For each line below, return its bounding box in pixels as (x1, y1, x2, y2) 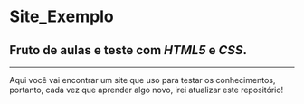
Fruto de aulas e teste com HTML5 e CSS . (9, 43, 247, 58)
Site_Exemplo (9, 6, 115, 27)
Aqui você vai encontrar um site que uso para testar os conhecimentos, (9, 75, 276, 85)
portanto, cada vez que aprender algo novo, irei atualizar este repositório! (9, 84, 284, 95)
